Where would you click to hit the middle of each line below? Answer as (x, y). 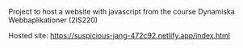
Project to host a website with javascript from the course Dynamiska (122, 12)
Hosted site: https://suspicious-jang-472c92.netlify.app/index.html (119, 36)
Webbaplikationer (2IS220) (53, 20)
